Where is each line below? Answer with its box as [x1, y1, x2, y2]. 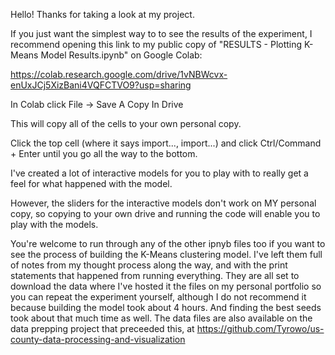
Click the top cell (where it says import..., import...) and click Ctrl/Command [10, 137, 322, 149]
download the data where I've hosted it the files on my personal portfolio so [10, 280, 322, 292]
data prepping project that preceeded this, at [10, 323, 195, 334]
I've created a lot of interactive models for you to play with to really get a [10, 167, 309, 179]
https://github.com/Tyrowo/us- [196, 323, 325, 334]
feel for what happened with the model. [10, 178, 173, 189]
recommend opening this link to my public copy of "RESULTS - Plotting [10, 39, 303, 50]
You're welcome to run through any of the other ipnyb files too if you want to [10, 238, 326, 249]
